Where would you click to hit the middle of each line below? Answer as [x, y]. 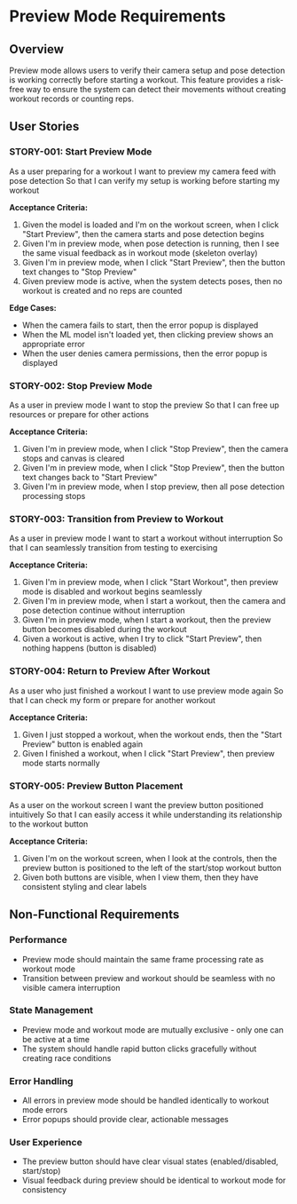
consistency [44, 1190]
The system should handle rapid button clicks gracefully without [139, 1049]
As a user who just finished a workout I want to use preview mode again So [146, 691]
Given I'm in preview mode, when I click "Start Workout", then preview [150, 582]
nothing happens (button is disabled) [89, 648]
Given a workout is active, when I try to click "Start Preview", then [142, 639]
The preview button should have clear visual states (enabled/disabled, [150, 1161]
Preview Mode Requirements [117, 16]
